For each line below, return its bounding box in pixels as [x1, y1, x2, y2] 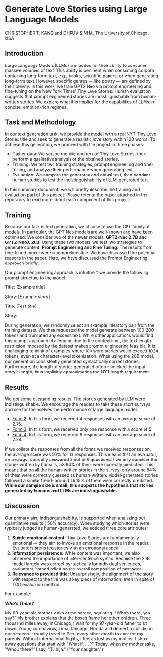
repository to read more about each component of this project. [5, 197, 130, 202]
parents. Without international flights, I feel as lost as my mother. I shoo [5, 636, 147, 641]
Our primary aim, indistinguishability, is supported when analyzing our [5, 515, 145, 521]
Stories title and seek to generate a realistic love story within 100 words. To [5, 136, 156, 142]
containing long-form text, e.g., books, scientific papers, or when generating [5, 72, 159, 79]
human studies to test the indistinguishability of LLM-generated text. [12, 177, 149, 183]
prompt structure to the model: [5, 275, 67, 281]
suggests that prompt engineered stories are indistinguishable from [5, 93, 140, 99]
